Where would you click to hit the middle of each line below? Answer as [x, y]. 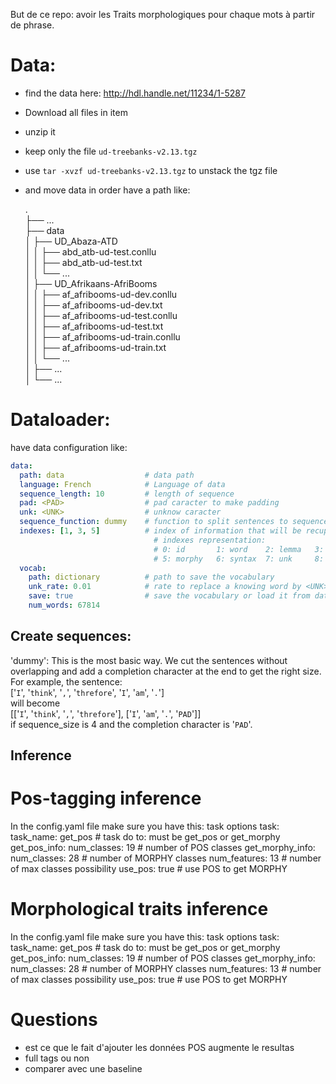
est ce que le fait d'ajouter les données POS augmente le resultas [159, 1047]
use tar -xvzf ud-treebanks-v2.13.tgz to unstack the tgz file [151, 170]
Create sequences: [71, 636]
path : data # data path [107, 475]
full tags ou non [57, 1058]
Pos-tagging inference [106, 798]
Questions [54, 1020]
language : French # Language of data [122, 484]
